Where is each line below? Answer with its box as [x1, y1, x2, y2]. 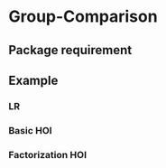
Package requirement [8, 42, 133, 58]
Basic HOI [8, 124, 52, 136]
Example [8, 72, 59, 88]
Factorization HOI [8, 148, 88, 161]
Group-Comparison [8, 6, 159, 27]
